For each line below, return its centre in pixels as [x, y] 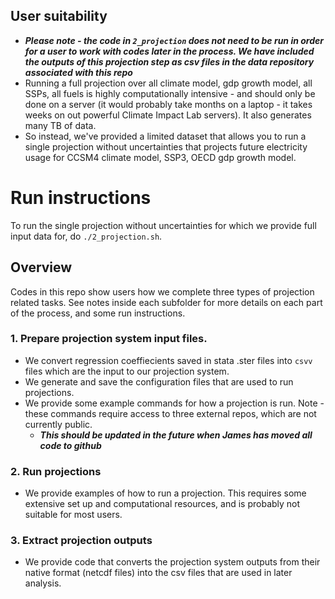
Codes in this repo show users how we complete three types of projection [162, 291]
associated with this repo [78, 72]
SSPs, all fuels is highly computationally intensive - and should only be [170, 93]
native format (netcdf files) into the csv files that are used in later [158, 573]
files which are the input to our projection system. [127, 371]
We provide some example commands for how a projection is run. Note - [174, 403]
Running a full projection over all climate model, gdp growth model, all [168, 83]
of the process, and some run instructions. [98, 313]
